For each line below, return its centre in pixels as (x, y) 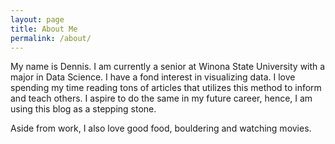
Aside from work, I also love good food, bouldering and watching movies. (161, 128)
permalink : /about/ (51, 38)
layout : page (37, 19)
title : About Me (44, 29)
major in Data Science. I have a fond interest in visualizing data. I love (153, 77)
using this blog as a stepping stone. (83, 109)
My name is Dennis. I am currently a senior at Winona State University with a (168, 67)
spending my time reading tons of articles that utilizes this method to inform (166, 88)
